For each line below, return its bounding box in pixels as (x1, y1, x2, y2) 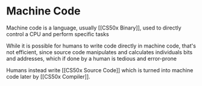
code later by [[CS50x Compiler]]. (6, 73, 90, 80)
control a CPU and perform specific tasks (6, 30, 110, 37)
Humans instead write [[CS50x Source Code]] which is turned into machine (6, 66, 194, 73)
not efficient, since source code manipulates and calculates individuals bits (6, 48, 193, 55)
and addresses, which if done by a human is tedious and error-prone (6, 55, 177, 62)
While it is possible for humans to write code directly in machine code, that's (6, 42, 196, 49)
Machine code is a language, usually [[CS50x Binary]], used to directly (6, 24, 182, 31)
